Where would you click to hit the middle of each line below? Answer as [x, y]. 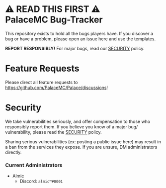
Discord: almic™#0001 [41, 181]
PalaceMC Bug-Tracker [54, 20]
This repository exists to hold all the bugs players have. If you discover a [79, 33]
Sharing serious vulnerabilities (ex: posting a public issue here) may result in [83, 141]
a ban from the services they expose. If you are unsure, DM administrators [81, 147]
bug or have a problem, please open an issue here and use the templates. [81, 39]
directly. [13, 152]
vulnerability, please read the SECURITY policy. [53, 132]
